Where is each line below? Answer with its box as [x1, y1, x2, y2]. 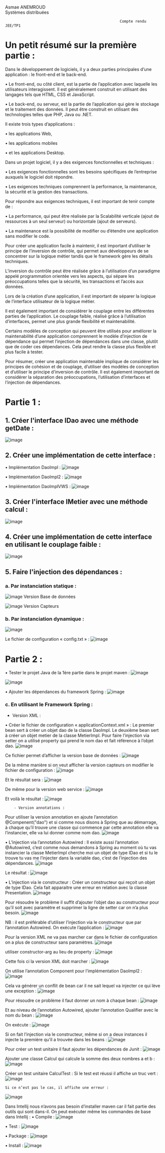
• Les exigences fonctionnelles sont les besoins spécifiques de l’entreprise [5, 168, 157, 174]
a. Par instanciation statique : [5, 582, 77, 589]
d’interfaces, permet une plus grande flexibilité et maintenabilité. [5, 318, 136, 324]
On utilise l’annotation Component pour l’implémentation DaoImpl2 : [5, 968, 142, 974]
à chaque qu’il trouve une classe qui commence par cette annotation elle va [5, 824, 159, 830]
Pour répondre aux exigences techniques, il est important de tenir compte [5, 198, 155, 204]
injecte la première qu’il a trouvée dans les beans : [5, 1036, 107, 1042]
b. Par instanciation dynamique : [5, 615, 85, 622]
